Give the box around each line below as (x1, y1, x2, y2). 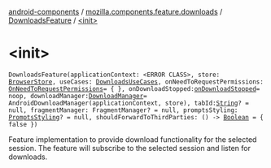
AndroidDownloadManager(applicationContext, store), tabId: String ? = (8, 99, 250, 107)
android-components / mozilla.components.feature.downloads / (8, 7, 223, 16)
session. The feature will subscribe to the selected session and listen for (8, 143, 251, 153)
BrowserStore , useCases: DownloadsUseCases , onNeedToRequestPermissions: (8, 77, 264, 86)
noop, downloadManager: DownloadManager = (8, 92, 148, 100)
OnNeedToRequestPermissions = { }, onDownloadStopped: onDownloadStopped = (8, 84, 260, 93)
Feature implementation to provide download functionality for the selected (8, 134, 257, 144)
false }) (8, 120, 38, 128)
